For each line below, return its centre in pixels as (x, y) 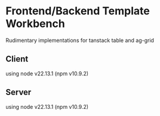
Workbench (35, 24)
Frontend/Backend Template (78, 11)
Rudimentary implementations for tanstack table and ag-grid (80, 40)
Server (19, 92)
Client (17, 59)
